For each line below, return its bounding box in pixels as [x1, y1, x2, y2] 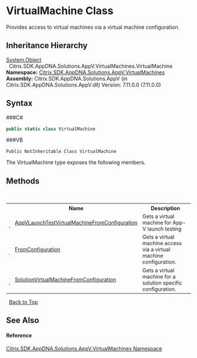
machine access [142, 240, 182, 247]
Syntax [6, 98, 33, 108]
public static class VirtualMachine [6, 126, 96, 132]
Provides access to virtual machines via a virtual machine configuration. [6, 24, 180, 31]
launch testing [147, 225, 182, 232]
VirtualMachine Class [6, 4, 114, 18]
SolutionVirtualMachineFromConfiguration [14, 276, 116, 283]
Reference [6, 332, 32, 339]
